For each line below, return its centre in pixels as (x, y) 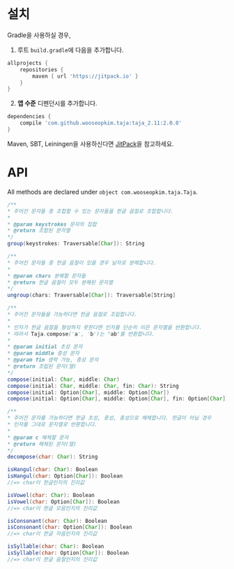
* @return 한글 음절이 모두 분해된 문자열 (60, 282)
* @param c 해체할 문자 (38, 438)
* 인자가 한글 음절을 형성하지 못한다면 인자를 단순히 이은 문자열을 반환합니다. (105, 327)
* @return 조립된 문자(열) (42, 366)
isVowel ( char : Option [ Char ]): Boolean (63, 502)
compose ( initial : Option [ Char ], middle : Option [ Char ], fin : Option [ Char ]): (119, 399)
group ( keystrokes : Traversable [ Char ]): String (76, 244)
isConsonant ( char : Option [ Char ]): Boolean (70, 527)
